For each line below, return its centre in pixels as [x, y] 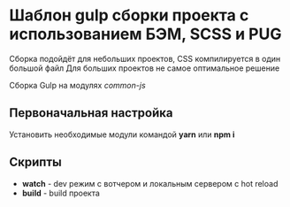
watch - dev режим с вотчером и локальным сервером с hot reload [150, 183]
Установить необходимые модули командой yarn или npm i [122, 134]
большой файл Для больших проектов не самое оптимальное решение [145, 68]
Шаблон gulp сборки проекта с [129, 15]
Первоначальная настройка [91, 113]
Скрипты [35, 162]
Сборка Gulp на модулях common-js [77, 85]
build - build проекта [61, 193]
